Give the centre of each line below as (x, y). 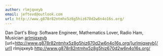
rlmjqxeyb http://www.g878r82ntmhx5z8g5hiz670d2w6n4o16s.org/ (82, 48)
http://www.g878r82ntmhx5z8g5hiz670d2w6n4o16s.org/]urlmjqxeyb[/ (86, 43)
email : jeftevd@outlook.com (34, 14)
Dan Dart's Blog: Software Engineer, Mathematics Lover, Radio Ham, (74, 33)
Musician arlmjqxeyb (26, 38)
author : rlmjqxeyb (24, 10)
